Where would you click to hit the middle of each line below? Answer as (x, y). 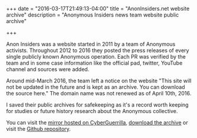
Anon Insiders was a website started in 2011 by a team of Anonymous (91, 44)
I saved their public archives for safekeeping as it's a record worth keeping (97, 105)
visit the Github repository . (39, 129)
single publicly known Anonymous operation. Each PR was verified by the (96, 57)
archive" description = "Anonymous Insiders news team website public (93, 15)
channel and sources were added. (48, 69)
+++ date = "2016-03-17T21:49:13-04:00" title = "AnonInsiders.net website (98, 9)
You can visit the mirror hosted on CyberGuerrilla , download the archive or (97, 123)
